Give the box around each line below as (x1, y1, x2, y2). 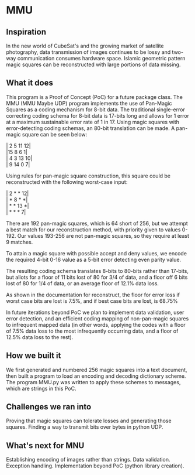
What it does (6, 78, 54, 88)
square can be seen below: (22, 131, 88, 138)
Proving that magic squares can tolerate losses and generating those (6, 417, 172, 425)
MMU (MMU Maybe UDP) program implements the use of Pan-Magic (6, 100, 172, 107)
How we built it (6, 351, 61, 361)
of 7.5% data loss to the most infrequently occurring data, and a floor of (6, 327, 179, 334)
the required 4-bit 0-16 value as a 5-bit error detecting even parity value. (6, 256, 182, 263)
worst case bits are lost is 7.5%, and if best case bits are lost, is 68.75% (6, 297, 178, 305)
